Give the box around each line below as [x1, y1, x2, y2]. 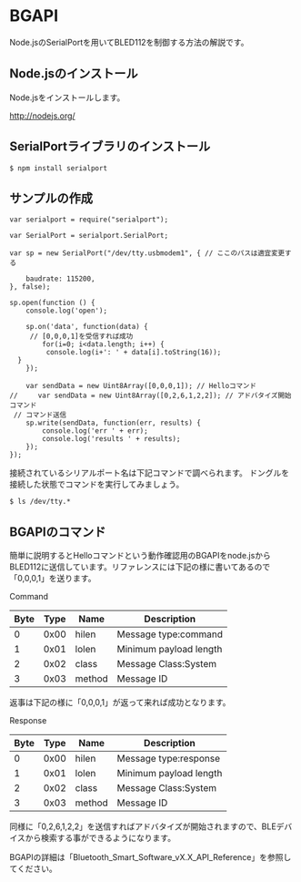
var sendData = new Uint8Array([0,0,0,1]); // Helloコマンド [25, 382, 257, 391]
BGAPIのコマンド [9, 524, 106, 539]
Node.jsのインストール [9, 66, 138, 82]
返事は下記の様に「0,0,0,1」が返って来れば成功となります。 [9, 697, 231, 708]
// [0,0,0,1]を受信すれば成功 [29, 332, 134, 342]
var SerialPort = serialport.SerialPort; [9, 231, 169, 241]
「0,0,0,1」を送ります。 [9, 573, 96, 584]
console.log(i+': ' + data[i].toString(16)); [45, 348, 222, 357]
